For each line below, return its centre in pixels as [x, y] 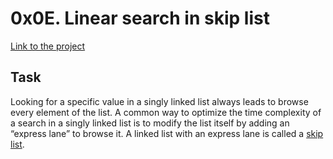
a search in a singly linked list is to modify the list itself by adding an [150, 123]
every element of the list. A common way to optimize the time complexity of [166, 112]
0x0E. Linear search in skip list [140, 18]
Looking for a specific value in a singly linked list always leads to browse [159, 101]
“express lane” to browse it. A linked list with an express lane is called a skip [167, 133]
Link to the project [48, 46]
